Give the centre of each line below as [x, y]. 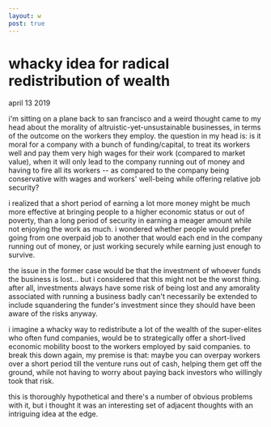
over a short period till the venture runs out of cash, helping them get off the [135, 364]
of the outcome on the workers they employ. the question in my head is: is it [135, 136]
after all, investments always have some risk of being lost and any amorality [134, 288]
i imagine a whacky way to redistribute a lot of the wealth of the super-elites [135, 330]
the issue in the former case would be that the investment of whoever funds [135, 271]
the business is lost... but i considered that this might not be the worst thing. [135, 280]
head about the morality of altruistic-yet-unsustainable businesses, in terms [135, 127]
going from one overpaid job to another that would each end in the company [135, 238]
